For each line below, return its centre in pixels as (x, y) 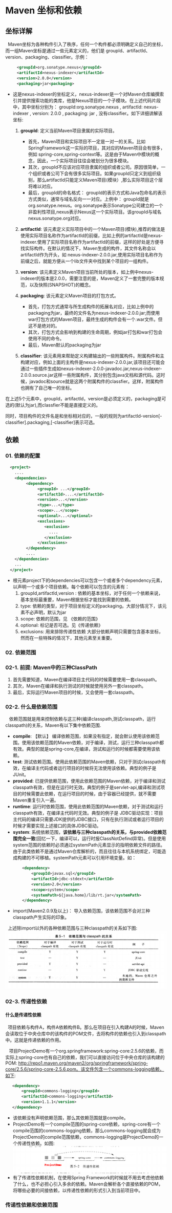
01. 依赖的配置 (23, 456)
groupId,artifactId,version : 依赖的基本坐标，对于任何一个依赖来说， (92, 593)
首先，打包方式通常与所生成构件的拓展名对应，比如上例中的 (91, 306)
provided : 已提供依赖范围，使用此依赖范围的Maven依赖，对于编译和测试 (89, 781)
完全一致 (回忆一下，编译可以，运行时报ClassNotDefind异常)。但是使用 (92, 839)
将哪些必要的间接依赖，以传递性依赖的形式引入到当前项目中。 (78, 1190)
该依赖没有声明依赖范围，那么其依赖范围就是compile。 (70, 1118)
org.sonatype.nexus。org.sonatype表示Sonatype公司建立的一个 (95, 205)
